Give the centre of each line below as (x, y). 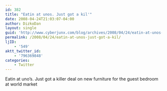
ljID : (11, 42)
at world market (21, 84)
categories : (17, 60)
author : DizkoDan (23, 23)
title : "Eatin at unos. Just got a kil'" (49, 14)
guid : (11, 33)
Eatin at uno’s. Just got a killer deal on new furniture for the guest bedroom (82, 79)
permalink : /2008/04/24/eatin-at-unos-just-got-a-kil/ (63, 38)
